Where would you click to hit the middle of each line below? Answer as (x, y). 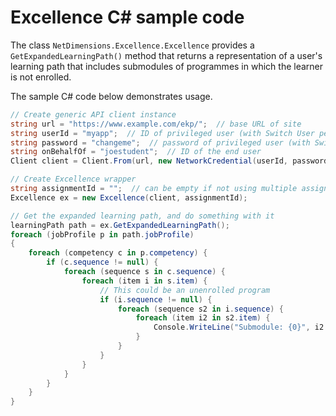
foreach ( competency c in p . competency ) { (118, 253)
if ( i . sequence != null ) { (156, 299)
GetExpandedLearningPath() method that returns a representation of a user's (166, 55)
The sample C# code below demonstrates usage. (111, 96)
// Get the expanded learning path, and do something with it (142, 216)
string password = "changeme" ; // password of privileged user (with (160, 142)
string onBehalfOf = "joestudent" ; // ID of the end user (136, 152)
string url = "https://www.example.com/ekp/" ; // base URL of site (156, 124)
